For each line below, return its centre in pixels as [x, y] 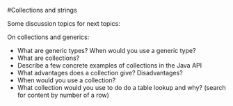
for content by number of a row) [63, 95]
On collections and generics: [48, 37]
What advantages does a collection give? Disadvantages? [100, 73]
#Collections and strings [42, 10]
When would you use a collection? [66, 80]
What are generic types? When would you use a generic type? [106, 51]
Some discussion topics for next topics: [64, 23]
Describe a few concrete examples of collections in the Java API [110, 65]
